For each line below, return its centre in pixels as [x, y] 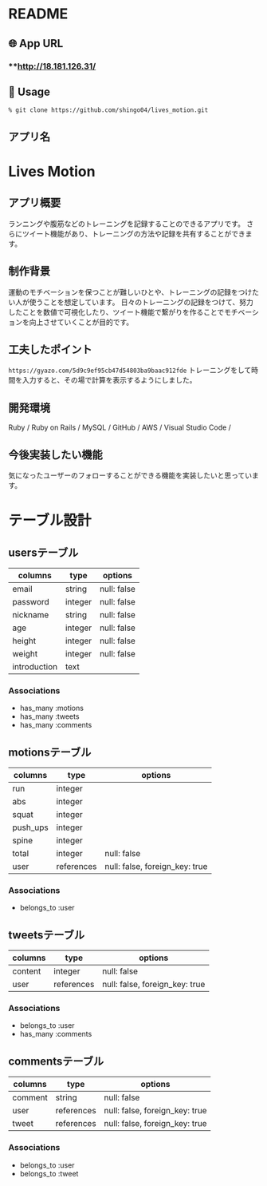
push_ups [31, 827]
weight [25, 653]
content [27, 971]
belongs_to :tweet [49, 1173]
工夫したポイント [50, 349]
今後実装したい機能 [55, 455]
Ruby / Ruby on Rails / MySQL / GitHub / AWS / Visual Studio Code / [120, 427]
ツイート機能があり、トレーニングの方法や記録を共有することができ [133, 233]
